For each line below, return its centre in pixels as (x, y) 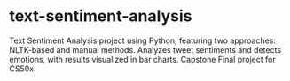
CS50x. (23, 69)
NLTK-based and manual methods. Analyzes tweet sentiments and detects (145, 49)
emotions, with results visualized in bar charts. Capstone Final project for (143, 59)
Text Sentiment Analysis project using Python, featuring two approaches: (143, 40)
